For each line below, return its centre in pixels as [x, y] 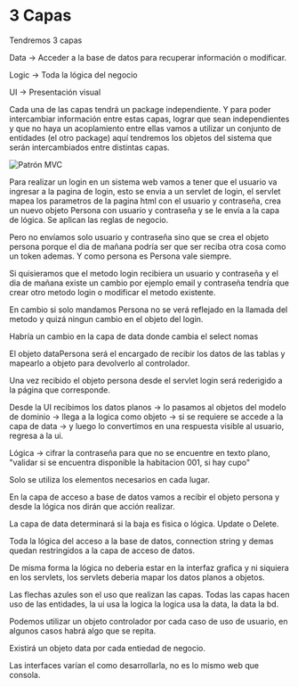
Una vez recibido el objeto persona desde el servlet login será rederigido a [146, 380]
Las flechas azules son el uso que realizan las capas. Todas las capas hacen [149, 594]
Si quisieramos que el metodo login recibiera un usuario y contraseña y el [144, 273]
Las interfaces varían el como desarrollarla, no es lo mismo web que [134, 665]
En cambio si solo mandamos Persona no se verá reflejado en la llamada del [149, 310]
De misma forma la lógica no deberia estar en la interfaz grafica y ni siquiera [149, 567]
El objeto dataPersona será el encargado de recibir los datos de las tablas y [147, 353]
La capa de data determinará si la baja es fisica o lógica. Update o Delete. [144, 524]
